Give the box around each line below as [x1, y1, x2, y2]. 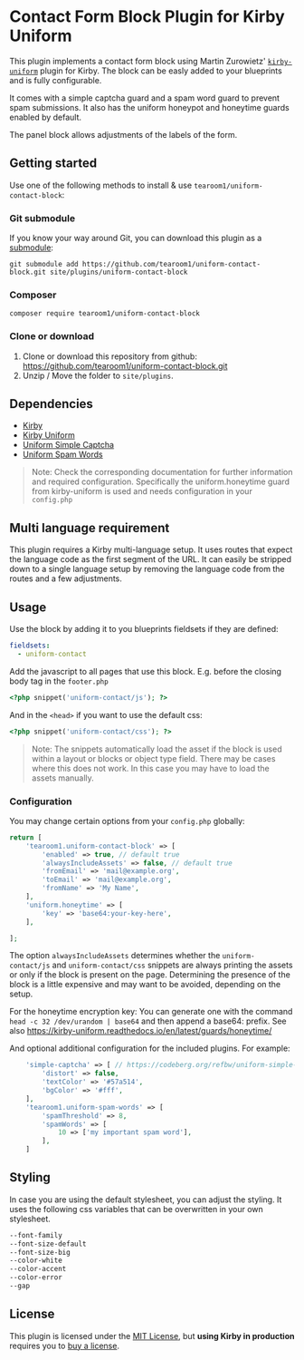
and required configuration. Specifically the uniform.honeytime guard [31, 476, 290, 487]
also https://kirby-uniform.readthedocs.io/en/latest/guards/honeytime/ [9, 1025, 272, 1036]
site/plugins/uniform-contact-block [49, 267, 188, 277]
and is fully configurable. [9, 74, 102, 85]
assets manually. [31, 772, 95, 783]
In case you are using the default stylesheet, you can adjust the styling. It [9, 1194, 282, 1205]
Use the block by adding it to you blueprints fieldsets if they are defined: [9, 624, 279, 635]
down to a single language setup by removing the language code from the [9, 564, 285, 575]
